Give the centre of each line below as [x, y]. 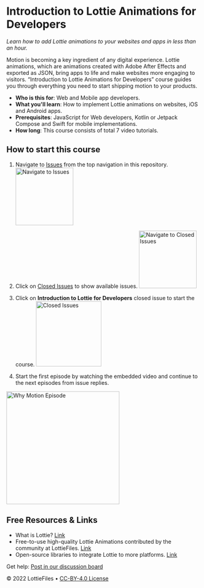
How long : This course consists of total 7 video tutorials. [87, 130]
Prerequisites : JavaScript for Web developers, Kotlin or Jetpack [96, 117]
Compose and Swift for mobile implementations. [76, 123]
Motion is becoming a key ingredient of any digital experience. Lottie [93, 60]
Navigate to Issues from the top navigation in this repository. [92, 164]
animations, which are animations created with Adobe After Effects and [96, 66]
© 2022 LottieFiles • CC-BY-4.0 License [57, 578]
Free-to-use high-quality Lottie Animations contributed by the [93, 541]
